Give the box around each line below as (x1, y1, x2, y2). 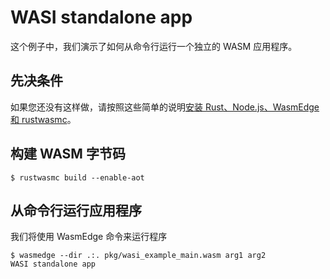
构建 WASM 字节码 (10, 146, 126, 163)
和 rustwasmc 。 (10, 113, 77, 125)
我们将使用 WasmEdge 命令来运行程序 (10, 231, 168, 243)
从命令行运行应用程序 (10, 202, 142, 219)
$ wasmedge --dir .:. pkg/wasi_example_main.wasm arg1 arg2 (10, 251, 267, 261)
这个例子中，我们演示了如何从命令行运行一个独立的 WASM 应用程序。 (10, 40, 298, 52)
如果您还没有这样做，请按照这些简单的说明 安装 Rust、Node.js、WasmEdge (10, 101, 320, 113)
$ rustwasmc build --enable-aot (10, 172, 145, 183)
